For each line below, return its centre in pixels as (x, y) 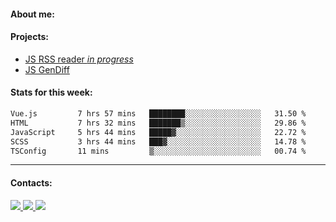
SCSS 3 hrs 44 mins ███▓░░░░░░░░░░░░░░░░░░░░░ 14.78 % (158, 141)
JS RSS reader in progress (79, 59)
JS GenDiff (47, 69)
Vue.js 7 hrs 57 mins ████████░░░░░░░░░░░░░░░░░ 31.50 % (158, 114)
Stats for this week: (51, 92)
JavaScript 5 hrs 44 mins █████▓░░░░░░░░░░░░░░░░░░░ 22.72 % (158, 132)
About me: (32, 14)
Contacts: (31, 182)
